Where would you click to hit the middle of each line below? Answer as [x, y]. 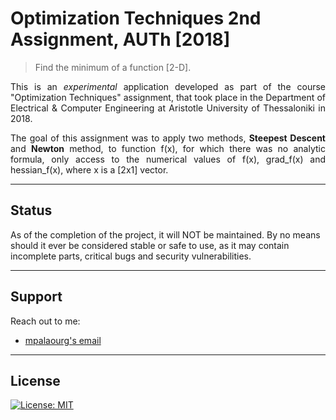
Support [36, 297]
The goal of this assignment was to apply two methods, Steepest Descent [168, 138]
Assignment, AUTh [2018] [120, 39]
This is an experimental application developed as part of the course [168, 86]
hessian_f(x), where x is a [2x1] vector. [89, 169]
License [35, 380]
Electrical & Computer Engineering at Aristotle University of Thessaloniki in [168, 108]
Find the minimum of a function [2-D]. [113, 67]
